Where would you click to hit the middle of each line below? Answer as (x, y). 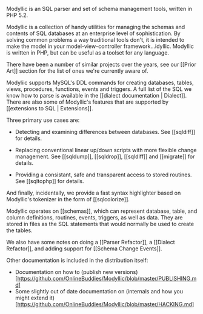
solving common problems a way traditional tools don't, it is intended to (95, 40)
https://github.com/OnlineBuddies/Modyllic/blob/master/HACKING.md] (106, 304)
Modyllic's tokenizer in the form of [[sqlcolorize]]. (68, 199)
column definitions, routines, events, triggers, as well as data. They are (95, 217)
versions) (126, 272)
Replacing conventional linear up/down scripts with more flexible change (106, 150)
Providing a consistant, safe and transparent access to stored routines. (103, 175)
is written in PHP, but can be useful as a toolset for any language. (88, 53)
